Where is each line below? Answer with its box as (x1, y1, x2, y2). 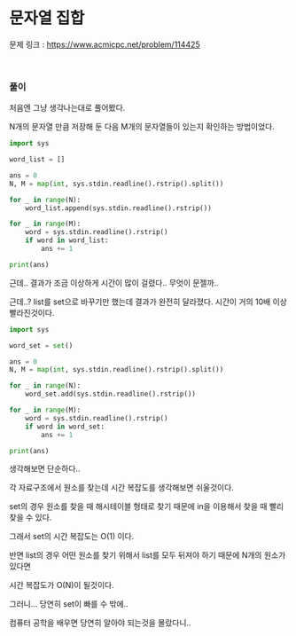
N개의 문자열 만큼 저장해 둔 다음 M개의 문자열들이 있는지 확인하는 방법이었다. (9, 122, 275, 132)
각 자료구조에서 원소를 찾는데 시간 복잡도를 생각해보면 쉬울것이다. (9, 483, 235, 493)
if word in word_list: (25, 236, 109, 245)
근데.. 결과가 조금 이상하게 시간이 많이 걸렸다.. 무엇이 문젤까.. (9, 277, 219, 288)
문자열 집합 (9, 8, 85, 28)
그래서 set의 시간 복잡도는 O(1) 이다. (9, 531, 135, 542)
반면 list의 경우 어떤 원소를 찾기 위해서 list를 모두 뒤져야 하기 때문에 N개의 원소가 (9, 550, 286, 561)
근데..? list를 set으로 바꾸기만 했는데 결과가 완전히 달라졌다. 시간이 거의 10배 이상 (9, 296, 288, 307)
